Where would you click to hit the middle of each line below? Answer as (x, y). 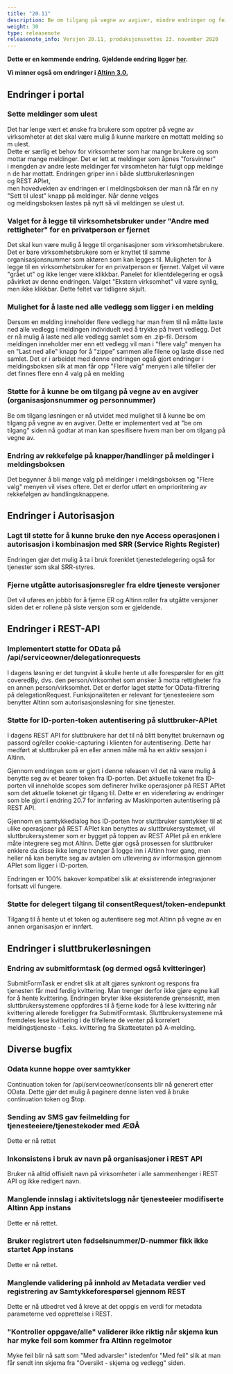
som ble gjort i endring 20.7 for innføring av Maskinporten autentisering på (114, 800)
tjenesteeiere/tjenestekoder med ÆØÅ (74, 1126)
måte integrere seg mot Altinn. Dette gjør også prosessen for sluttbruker (110, 843)
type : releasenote (34, 33)
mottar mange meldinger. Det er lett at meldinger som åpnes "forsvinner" (112, 159)
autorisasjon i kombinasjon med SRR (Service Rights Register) (114, 544)
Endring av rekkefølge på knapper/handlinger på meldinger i (111, 455)
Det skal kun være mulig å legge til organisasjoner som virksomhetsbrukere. (116, 245)
